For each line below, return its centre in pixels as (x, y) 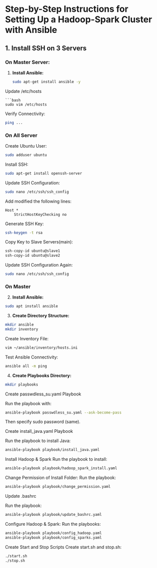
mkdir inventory (22, 329)
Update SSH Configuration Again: (39, 265)
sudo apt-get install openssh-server (44, 173)
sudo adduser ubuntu (26, 155)
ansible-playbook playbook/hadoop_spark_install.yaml (61, 468)
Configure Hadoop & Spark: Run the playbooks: (53, 524)
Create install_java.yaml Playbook (39, 431)
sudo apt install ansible (31, 306)
